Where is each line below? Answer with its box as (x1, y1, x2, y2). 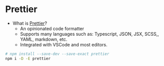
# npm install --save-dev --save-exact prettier (5, 51, 110, 56)
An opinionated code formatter (20, 25, 84, 31)
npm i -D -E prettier (5, 56, 51, 61)
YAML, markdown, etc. (20, 36, 68, 42)
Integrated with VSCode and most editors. (20, 41, 107, 47)
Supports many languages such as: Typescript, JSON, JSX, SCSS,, (20, 31, 159, 37)
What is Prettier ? (12, 20, 47, 26)
